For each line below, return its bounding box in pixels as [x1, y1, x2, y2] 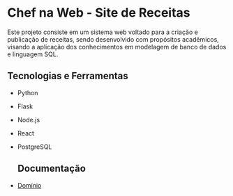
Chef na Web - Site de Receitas [7, 5, 190, 21]
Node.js [17, 115, 40, 124]
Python [17, 88, 38, 97]
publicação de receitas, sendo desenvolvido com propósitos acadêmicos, [7, 35, 220, 43]
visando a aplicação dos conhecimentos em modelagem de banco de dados [7, 42, 227, 51]
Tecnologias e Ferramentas [7, 70, 129, 82]
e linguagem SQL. [7, 50, 59, 58]
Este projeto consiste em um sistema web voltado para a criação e [7, 28, 199, 36]
